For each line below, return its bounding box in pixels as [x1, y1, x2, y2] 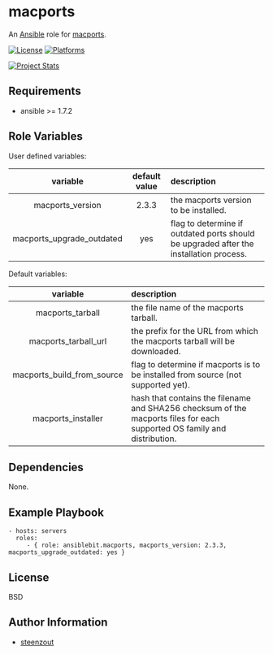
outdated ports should [170, 227, 255, 239]
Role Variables [8, 129, 83, 144]
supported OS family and [131, 422, 227, 434]
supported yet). [131, 379, 191, 390]
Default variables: [8, 269, 67, 279]
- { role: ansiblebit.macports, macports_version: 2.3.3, [26, 541, 227, 550]
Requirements [8, 84, 81, 98]
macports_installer [32, 413, 103, 424]
